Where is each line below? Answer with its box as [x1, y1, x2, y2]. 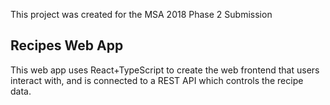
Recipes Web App [10, 37, 124, 54]
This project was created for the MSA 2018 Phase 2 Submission [10, 9, 273, 20]
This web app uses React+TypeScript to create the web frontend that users [10, 64, 320, 76]
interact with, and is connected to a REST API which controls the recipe [10, 74, 304, 86]
